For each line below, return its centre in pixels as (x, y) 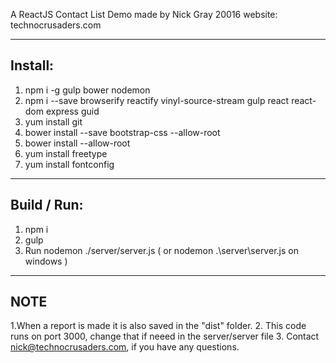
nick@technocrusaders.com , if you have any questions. (125, 347)
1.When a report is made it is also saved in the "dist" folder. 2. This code (158, 326)
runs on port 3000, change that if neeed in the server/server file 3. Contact (165, 336)
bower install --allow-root (77, 143)
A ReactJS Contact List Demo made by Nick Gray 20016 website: (144, 14)
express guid (72, 111)
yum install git (53, 121)
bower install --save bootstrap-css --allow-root (122, 132)
